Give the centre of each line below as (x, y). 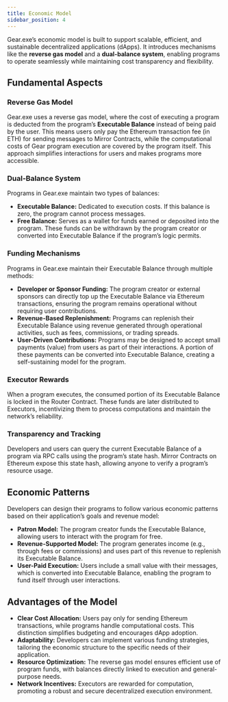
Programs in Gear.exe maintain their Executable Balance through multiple (110, 268)
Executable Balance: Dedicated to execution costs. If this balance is (113, 207)
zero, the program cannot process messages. (81, 214)
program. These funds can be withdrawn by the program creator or (112, 228)
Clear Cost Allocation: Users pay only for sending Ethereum (102, 618)
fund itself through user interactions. (68, 580)
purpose (29, 676)
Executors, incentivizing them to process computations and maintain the (109, 409)
